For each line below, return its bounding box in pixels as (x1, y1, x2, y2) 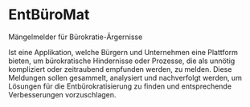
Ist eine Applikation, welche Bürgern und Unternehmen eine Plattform (8, 47, 239, 57)
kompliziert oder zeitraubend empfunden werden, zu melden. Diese (8, 64, 232, 73)
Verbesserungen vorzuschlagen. (8, 89, 117, 99)
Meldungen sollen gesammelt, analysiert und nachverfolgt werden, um (8, 73, 243, 82)
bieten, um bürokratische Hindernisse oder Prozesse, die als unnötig (8, 56, 236, 65)
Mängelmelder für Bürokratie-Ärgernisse (8, 32, 143, 42)
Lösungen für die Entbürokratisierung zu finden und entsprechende (8, 81, 232, 91)
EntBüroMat (8, 6, 90, 24)
